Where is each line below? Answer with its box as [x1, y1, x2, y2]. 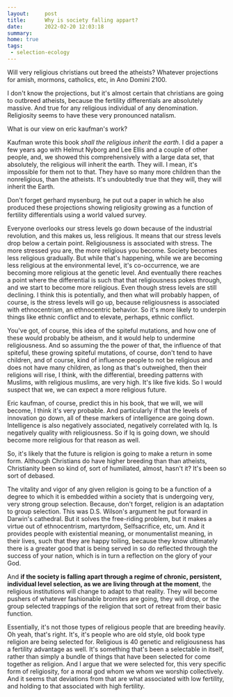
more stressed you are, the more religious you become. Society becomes [7, 246, 218, 255]
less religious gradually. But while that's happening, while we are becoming [7, 253, 223, 262]
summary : [7, 29, 33, 37]
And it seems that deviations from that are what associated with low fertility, [7, 674, 225, 682]
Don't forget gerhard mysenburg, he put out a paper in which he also [7, 195, 204, 204]
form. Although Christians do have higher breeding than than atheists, [7, 456, 207, 465]
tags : [7, 42, 23, 49]
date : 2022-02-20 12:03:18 [7, 23, 104, 30]
